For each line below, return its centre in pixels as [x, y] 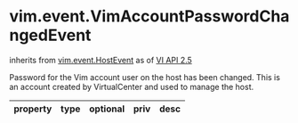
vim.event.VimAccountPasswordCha [149, 16]
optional [107, 109]
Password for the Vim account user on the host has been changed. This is [145, 77]
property [33, 109]
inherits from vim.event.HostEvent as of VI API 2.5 [101, 60]
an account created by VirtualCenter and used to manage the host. [132, 86]
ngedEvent [50, 35]
